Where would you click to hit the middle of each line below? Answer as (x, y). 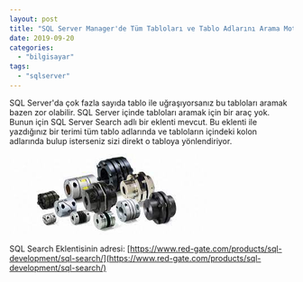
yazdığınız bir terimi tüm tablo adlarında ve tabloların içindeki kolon (133, 132)
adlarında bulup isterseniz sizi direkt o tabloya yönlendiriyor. (121, 141)
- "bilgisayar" (46, 57)
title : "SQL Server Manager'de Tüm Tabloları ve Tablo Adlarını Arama (145, 28)
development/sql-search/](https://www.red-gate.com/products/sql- (135, 258)
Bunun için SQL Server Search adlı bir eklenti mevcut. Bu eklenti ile (133, 122)
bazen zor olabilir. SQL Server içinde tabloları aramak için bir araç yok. (140, 112)
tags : (19, 67)
